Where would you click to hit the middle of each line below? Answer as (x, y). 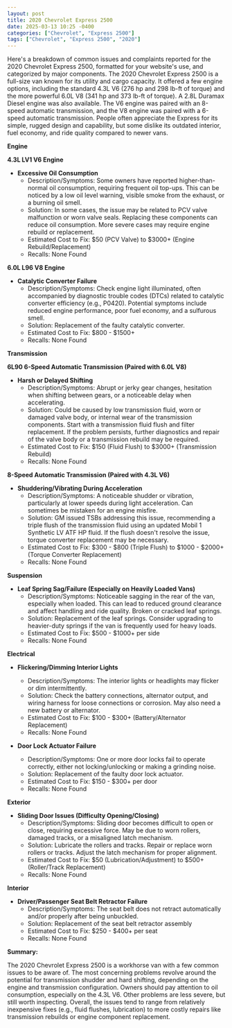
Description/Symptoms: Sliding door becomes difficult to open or (120, 823)
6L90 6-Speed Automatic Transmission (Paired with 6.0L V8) (97, 367)
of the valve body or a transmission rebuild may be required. (114, 439)
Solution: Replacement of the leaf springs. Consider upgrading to (120, 619)
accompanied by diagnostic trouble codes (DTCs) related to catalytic (126, 296)
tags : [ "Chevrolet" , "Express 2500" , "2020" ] (74, 40)
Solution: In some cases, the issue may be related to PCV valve (117, 210)
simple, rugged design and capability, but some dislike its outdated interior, (114, 126)
